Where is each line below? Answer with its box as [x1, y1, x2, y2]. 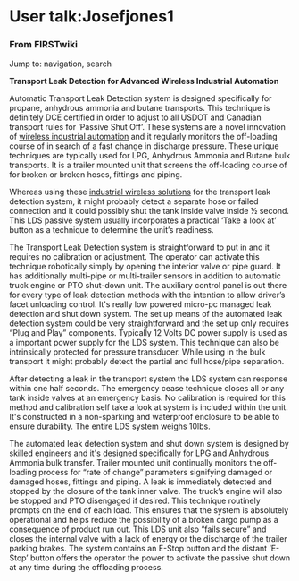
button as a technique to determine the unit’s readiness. [9, 225, 214, 235]
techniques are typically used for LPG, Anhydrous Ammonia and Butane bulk [9, 150, 291, 161]
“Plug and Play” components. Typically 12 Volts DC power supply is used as [9, 328, 287, 338]
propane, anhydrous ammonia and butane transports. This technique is [9, 103, 270, 114]
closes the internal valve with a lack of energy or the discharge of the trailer [9, 534, 287, 544]
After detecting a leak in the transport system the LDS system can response [9, 373, 288, 384]
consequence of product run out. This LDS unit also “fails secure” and [9, 524, 267, 534]
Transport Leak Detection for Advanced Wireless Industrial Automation [9, 76, 279, 87]
